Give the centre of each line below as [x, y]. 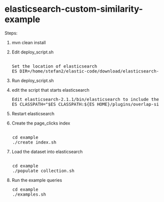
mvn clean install [29, 42]
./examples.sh [29, 194]
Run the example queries [37, 180]
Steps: [11, 33]
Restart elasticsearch [33, 113]
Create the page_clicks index [41, 123]
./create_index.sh [35, 142]
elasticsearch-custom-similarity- [74, 9]
